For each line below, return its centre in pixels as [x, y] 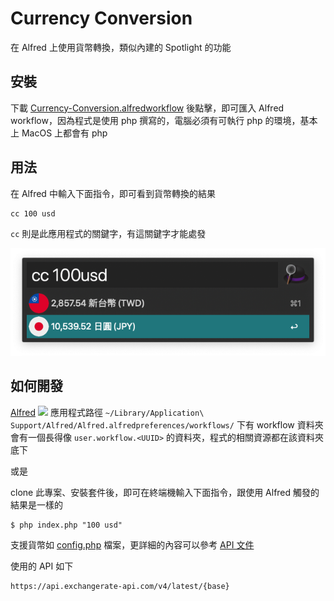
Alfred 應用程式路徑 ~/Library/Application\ [107, 412]
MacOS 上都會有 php [64, 133]
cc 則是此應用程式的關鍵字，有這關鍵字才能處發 [108, 233]
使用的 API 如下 [42, 566]
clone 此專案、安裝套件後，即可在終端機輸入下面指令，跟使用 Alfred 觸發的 [165, 492]
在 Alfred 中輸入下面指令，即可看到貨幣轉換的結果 [113, 193]
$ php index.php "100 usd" [66, 525]
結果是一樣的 [36, 504]
